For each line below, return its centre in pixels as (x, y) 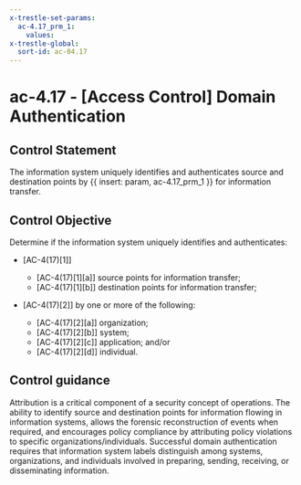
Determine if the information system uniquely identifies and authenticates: (149, 242)
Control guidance (60, 380)
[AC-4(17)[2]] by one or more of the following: (109, 305)
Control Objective (61, 220)
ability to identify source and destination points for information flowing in (146, 412)
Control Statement (63, 150)
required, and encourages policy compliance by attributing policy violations (151, 431)
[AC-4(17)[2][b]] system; (83, 332)
